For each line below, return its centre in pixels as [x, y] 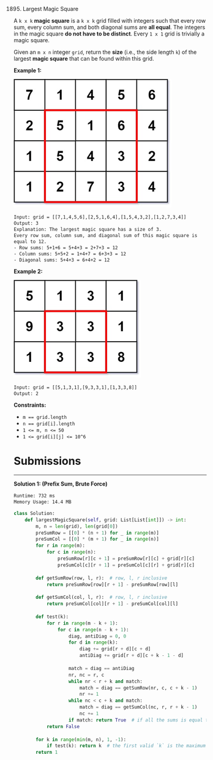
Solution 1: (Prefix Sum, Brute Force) [61, 484]
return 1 [47, 753]
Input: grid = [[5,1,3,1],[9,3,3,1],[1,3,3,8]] [76, 388]
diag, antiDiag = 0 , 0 [97, 636]
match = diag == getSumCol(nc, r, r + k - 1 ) [138, 707]
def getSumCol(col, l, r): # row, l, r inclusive [102, 597]
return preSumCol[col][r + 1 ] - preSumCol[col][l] [112, 604]
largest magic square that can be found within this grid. [84, 58]
